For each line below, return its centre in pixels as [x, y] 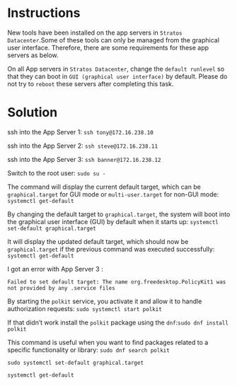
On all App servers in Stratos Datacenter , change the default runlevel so [116, 69]
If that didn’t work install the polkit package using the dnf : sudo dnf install [118, 322]
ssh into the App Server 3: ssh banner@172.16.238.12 [84, 159]
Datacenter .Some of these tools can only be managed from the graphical [113, 40]
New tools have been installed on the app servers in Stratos [95, 33]
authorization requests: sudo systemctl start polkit [85, 308]
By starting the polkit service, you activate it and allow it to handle [105, 301]
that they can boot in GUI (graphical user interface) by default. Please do [117, 76]
